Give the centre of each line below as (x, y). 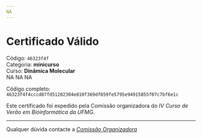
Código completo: (29, 89)
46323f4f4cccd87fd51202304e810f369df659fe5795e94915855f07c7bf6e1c (93, 94)
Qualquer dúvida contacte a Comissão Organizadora (72, 129)
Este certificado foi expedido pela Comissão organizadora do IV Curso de (97, 105)
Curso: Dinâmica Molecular (41, 71)
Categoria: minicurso (33, 64)
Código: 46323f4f (28, 58)
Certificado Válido (53, 41)
